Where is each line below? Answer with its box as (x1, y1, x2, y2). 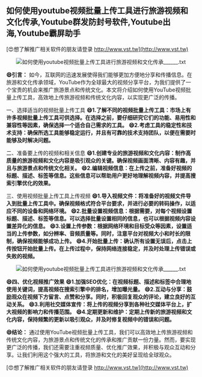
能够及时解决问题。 (6, 136, 54, 143)
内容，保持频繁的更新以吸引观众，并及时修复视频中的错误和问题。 (11, 316, 175, 323)
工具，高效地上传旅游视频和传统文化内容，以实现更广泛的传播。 (22, 93, 180, 101)
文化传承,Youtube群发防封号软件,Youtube (6, 17, 164, 27)
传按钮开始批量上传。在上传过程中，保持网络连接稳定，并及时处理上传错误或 (6, 245, 196, 252)
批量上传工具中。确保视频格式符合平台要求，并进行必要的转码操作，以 (16, 199, 191, 207)
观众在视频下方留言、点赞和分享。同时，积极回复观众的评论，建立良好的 (11, 293, 191, 300)
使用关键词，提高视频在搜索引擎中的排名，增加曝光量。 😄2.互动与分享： (6, 285, 188, 293)
